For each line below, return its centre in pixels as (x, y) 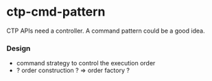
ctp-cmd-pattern (56, 12)
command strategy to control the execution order (86, 63)
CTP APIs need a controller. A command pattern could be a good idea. (106, 31)
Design (19, 48)
